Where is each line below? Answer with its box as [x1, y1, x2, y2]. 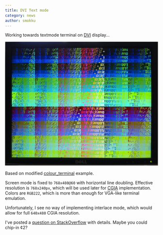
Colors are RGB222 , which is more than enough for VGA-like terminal [5, 190, 140, 196]
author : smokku [5, 18, 36, 23]
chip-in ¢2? [5, 225, 28, 231]
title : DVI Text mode [5, 8, 49, 13]
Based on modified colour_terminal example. [5, 171, 94, 176]
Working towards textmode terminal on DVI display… [5, 32, 110, 38]
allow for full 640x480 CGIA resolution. [5, 210, 80, 216]
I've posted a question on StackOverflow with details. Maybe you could [5, 219, 147, 225]
